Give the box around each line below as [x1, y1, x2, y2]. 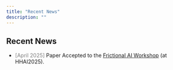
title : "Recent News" [6, 8, 60, 15]
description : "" [6, 14, 47, 20]
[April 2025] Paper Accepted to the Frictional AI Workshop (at [14, 52, 168, 59]
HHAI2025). [14, 58, 45, 65]
